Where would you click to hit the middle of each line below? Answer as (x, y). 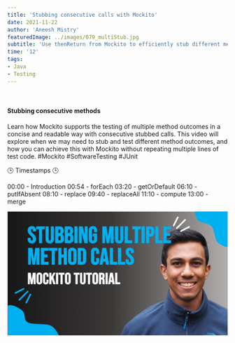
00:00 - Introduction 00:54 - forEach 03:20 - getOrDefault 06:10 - (102, 187)
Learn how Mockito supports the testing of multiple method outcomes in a (114, 126)
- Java (17, 67)
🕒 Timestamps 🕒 (33, 170)
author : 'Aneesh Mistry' (43, 29)
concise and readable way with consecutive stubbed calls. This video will (113, 134)
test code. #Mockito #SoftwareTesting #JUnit (73, 156)
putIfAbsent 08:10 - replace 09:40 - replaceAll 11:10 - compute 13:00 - (108, 194)
